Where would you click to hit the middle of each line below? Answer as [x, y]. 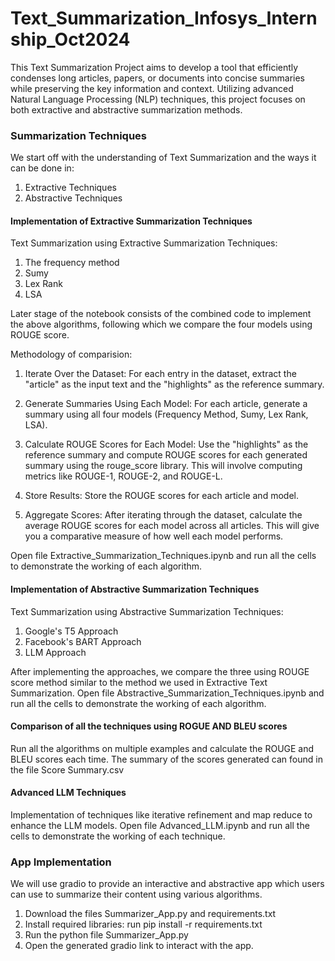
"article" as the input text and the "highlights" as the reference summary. [174, 384]
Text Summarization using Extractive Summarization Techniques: [144, 243]
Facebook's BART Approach [83, 641]
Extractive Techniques [70, 188]
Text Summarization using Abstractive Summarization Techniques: [147, 611]
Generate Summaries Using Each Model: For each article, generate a [166, 404]
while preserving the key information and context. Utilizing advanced [152, 88]
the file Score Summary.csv [67, 769]
